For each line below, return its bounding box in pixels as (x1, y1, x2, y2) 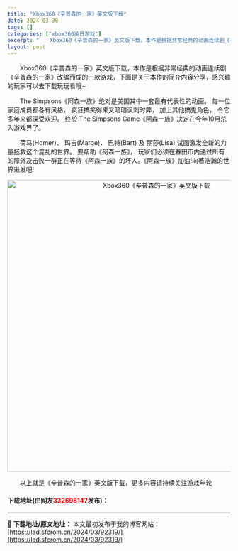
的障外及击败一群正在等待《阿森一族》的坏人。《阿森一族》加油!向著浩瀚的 (7, 156, 224, 164)
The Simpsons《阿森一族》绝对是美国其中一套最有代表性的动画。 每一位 (19, 97, 232, 105)
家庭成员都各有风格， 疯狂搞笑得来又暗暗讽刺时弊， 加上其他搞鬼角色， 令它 (7, 106, 230, 114)
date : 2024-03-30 (7, 17, 59, 24)
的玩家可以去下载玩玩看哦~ (7, 82, 86, 90)
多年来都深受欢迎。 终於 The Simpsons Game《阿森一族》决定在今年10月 (7, 114, 221, 123)
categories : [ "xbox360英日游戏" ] (7, 30, 102, 38)
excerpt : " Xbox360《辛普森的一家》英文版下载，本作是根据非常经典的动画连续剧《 (7, 37, 230, 44)
